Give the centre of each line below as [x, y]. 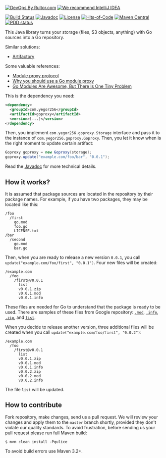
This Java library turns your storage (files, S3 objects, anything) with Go [79, 32]
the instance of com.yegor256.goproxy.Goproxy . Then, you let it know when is [83, 138]
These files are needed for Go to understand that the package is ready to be [83, 306]
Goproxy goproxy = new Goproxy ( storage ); [49, 153]
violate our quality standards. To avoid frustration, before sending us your [80, 427]
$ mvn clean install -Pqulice [36, 442]
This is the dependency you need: [40, 96]
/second [18, 239]
